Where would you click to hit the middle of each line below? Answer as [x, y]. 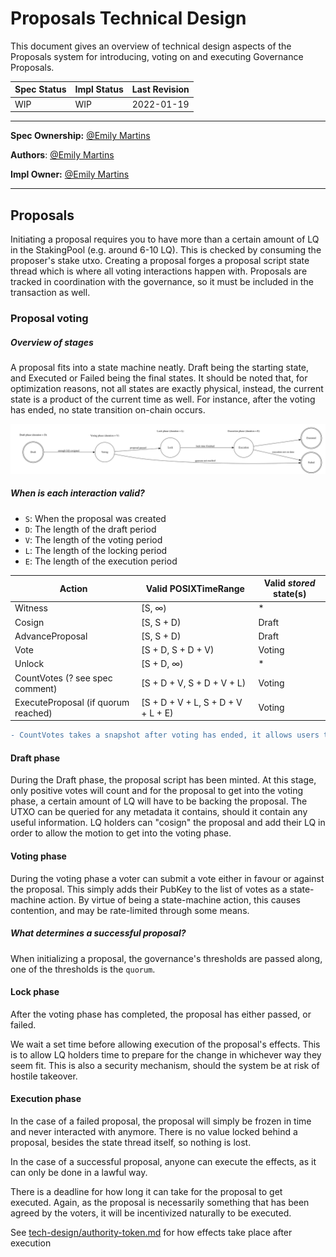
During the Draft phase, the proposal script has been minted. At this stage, [163, 780]
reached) [33, 713]
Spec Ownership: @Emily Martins [80, 136]
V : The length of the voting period [93, 539]
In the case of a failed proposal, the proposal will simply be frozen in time [161, 1121]
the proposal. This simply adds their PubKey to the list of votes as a [149, 889]
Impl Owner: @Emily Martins [70, 174]
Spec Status [40, 89]
